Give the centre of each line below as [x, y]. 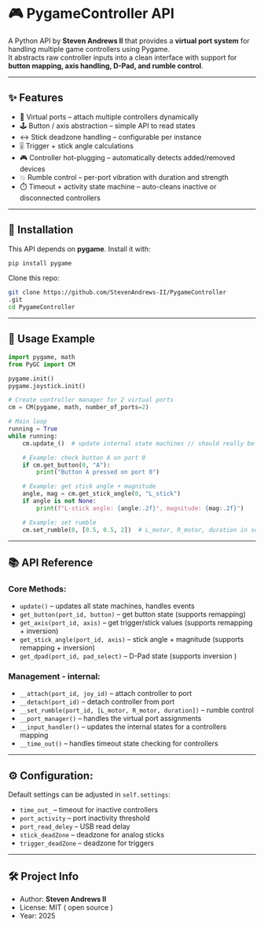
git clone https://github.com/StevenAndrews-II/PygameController [117, 293]
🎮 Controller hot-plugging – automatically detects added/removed [127, 157]
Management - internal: [54, 676]
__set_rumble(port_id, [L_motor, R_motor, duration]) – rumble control [136, 710]
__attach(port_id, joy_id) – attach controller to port [106, 694]
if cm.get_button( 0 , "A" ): [66, 465]
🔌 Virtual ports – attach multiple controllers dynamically [109, 116]
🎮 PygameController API [92, 14]
